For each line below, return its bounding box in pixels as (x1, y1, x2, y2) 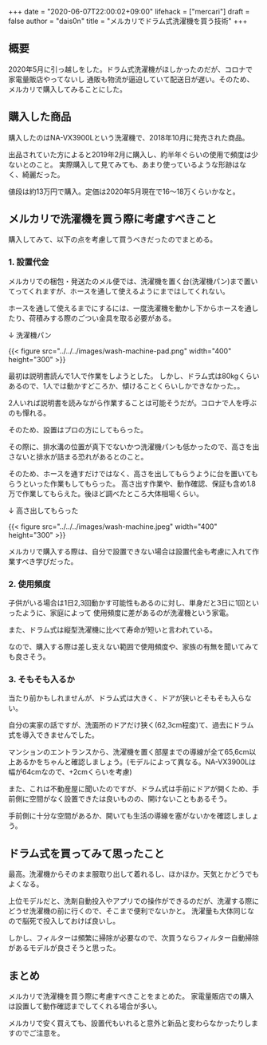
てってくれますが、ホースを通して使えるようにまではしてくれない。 (8, 286, 230, 296)
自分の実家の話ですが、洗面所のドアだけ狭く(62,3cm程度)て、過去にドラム (8, 720, 254, 730)
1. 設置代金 (8, 257, 49, 268)
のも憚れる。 (8, 408, 50, 417)
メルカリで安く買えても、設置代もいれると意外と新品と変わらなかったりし (8, 1018, 252, 1027)
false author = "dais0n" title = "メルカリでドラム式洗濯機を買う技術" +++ (8, 16, 248, 26)
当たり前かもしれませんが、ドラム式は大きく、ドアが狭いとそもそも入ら (8, 693, 245, 703)
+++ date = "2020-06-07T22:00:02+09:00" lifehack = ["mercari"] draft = (8, 7, 250, 16)
